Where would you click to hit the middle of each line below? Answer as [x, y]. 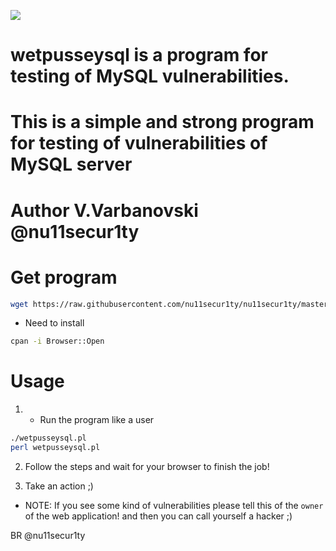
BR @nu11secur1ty [48, 535]
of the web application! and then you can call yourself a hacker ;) [158, 516]
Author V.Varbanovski [104, 210]
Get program [64, 277]
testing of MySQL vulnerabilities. [150, 76]
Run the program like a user [97, 420]
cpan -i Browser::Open [57, 341]
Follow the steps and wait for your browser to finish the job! [147, 466]
